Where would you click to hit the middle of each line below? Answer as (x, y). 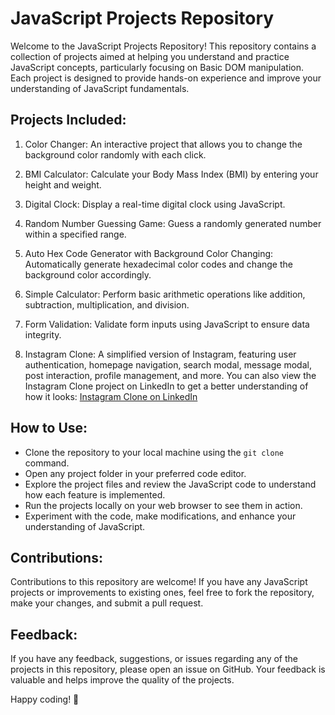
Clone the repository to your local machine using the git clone (154, 452)
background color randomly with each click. (115, 154)
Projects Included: (68, 120)
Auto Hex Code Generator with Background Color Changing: (149, 253)
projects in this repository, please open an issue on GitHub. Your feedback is (168, 669)
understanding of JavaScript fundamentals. (100, 88)
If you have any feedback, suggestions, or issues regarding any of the (154, 659)
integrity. (43, 334)
